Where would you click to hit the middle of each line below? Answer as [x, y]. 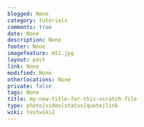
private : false [30, 86]
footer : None [26, 47]
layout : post [26, 60]
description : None [34, 40]
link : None [23, 66]
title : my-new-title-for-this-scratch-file [72, 99]
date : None [23, 34]
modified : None [30, 73]
